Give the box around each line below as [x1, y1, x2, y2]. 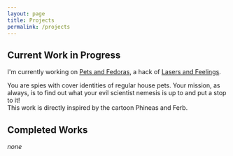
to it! [7, 96, 20, 105]
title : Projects [7, 17, 55, 24]
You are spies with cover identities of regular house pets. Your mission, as [7, 81, 220, 90]
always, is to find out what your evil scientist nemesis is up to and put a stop [7, 89, 227, 97]
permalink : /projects [7, 23, 71, 30]
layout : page [7, 10, 45, 17]
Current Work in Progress [7, 49, 121, 61]
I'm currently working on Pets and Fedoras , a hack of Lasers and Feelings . [7, 68, 222, 76]
